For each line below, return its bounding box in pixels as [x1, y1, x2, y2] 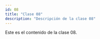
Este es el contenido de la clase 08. [5, 30, 77, 36]
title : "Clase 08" [5, 12, 43, 17]
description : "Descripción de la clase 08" [5, 16, 96, 21]
